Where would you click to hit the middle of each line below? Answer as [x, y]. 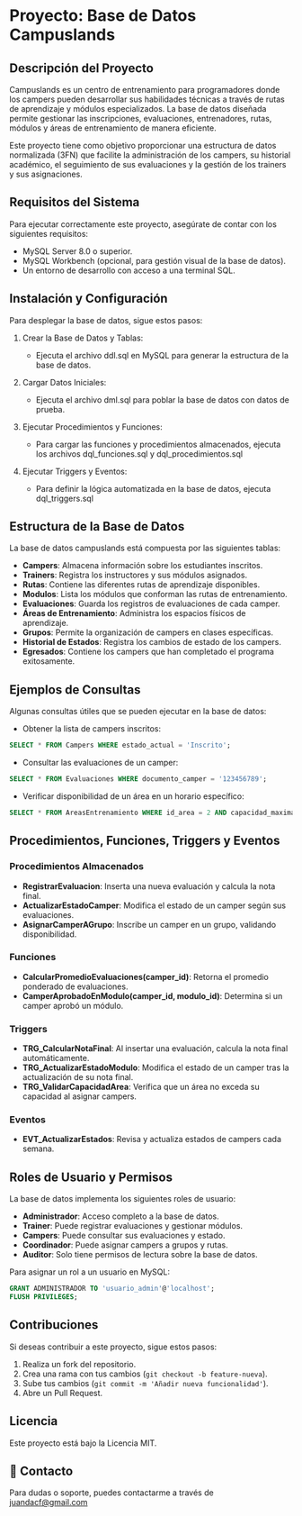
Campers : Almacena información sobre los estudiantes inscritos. [142, 566]
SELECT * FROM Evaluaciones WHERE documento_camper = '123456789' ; [138, 779]
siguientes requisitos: [49, 233]
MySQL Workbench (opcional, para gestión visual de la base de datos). [154, 260]
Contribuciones [54, 1325]
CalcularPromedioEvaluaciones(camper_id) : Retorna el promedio [146, 976]
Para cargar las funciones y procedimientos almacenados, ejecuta [158, 444]
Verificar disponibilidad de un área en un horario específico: [133, 796]
